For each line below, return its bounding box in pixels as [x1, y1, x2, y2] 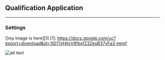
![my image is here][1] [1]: [5, 35, 56, 41]
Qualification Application [5, 4, 83, 12]
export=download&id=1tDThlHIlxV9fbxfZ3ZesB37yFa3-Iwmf [5, 40, 127, 46]
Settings [5, 24, 26, 31]
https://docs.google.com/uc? [57, 35, 116, 41]
